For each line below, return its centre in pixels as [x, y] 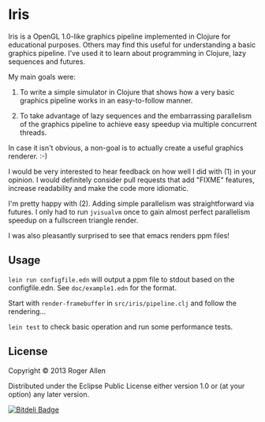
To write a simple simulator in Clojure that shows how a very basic [127, 91]
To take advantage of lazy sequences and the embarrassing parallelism [136, 115]
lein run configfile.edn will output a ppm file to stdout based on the [121, 279]
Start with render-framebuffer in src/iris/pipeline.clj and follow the [122, 303]
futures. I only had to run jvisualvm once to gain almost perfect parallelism [129, 211]
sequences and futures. [47, 62]
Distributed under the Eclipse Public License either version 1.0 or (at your [127, 386]
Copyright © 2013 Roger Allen [57, 370]
